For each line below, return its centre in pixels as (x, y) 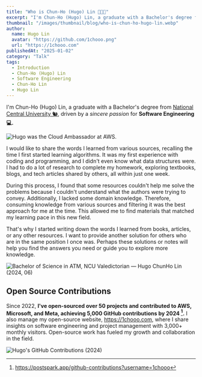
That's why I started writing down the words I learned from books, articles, (99, 229)
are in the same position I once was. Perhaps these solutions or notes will (97, 241)
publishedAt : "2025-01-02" (40, 51)
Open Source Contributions (59, 291)
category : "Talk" (28, 56)
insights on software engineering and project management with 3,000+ (94, 326)
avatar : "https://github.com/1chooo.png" (64, 40)
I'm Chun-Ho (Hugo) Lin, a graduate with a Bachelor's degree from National (100, 107)
